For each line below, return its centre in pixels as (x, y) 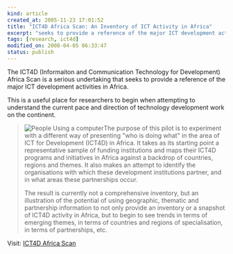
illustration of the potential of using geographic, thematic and (111, 200)
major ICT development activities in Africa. (68, 87)
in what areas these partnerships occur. (81, 179)
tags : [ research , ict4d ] (43, 39)
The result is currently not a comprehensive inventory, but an (111, 193)
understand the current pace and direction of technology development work (116, 107)
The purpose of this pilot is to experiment (163, 128)
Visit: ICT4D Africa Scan (42, 243)
